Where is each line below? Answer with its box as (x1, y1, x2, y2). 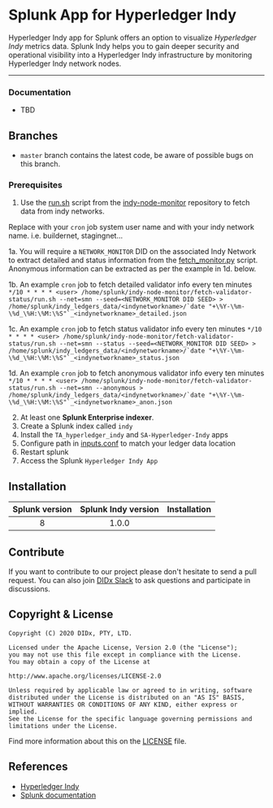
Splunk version (12, 503, 72, 515)
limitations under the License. (8, 722, 118, 730)
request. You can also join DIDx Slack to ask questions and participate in (8, 575, 251, 585)
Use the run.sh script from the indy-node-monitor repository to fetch (19, 198, 250, 208)
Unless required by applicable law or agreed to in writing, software (8, 686, 253, 694)
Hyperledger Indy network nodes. (8, 59, 122, 68)
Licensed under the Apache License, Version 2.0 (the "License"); (8, 643, 238, 652)
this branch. (19, 159, 61, 169)
